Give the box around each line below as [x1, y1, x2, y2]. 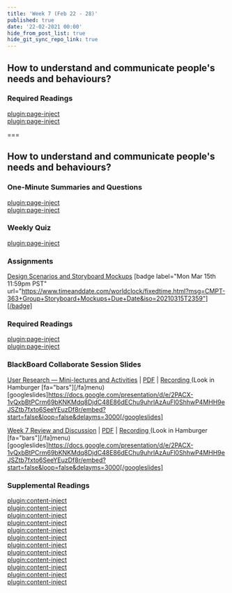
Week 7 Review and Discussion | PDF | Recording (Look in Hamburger [7, 426, 208, 434]
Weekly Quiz [7, 223, 52, 233]
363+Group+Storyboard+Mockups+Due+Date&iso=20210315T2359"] [7, 294, 208, 303]
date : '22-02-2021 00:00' [7, 23, 82, 30]
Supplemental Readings [7, 480, 90, 490]
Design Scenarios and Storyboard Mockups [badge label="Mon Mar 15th [7, 272, 216, 281]
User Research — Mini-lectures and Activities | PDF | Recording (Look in [7, 376, 215, 384]
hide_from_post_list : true [7, 29, 86, 37]
